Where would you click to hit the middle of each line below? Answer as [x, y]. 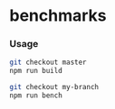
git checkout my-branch [54, 87]
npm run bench [36, 95]
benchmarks [58, 16]
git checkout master [48, 63]
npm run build [36, 71]
